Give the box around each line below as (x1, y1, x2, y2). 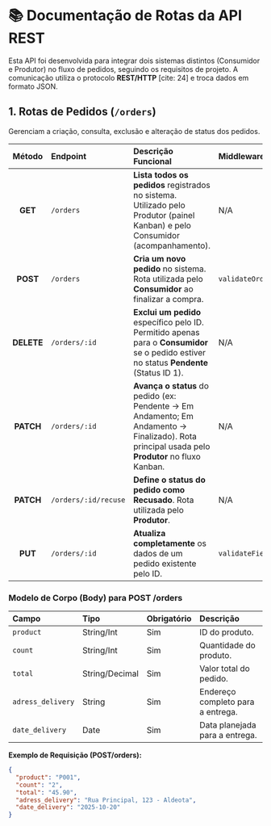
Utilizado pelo (132, 199, 186, 211)
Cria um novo (132, 253, 186, 264)
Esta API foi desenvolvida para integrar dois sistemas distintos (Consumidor (8, 56, 261, 65)
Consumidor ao (132, 283, 194, 295)
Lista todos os (132, 169, 190, 180)
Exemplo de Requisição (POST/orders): (8, 750, 143, 760)
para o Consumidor (132, 337, 208, 348)
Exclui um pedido (132, 306, 202, 317)
